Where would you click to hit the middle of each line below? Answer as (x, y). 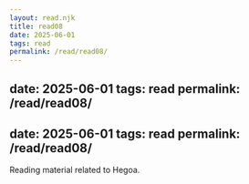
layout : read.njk (42, 18)
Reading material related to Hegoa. (75, 170)
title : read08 (36, 26)
